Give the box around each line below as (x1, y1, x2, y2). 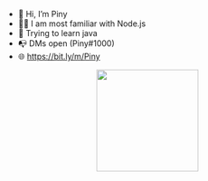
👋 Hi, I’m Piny (17, 9, 68, 19)
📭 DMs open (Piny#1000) (17, 38, 115, 49)
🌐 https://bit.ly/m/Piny (17, 51, 101, 62)
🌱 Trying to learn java (17, 28, 98, 38)
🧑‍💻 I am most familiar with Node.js (17, 18, 147, 29)
